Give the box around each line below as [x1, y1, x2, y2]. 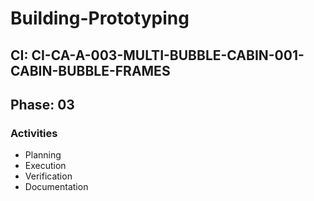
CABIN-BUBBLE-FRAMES [10, 62, 171, 79]
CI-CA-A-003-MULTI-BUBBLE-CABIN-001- [31, 47, 305, 64]
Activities [10, 126, 58, 140]
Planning [24, 149, 62, 161]
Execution [24, 160, 67, 172]
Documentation [24, 181, 89, 193]
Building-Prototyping [10, 7, 190, 30]
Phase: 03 [10, 96, 75, 113]
